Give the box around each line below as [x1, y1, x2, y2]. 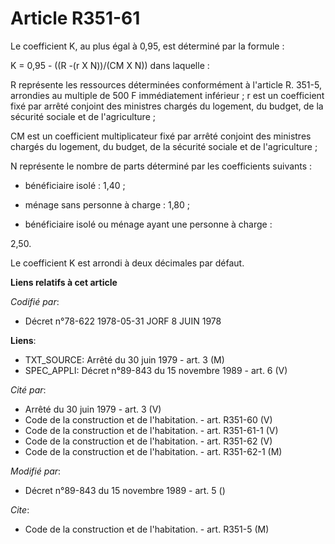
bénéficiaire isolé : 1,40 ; [24, 179, 126, 191]
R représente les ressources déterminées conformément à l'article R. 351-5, [10, 78, 322, 91]
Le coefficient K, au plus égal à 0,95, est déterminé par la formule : [10, 40, 285, 52]
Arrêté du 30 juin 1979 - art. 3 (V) [24, 403, 162, 415]
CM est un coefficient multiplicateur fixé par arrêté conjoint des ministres [10, 130, 312, 142]
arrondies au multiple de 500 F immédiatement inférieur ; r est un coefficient [10, 89, 325, 101]
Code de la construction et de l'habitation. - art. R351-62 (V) [24, 435, 273, 447]
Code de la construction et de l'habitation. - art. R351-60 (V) [24, 413, 273, 426]
